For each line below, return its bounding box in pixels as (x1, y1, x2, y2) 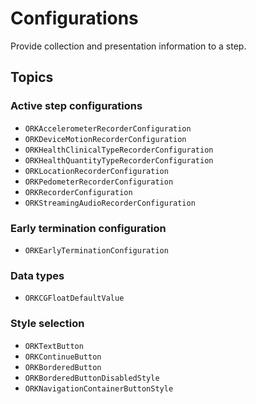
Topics (10, 69, 54, 86)
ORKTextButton (24, 341, 84, 351)
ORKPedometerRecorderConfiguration (24, 177, 174, 187)
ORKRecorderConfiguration (24, 187, 133, 197)
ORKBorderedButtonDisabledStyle (24, 373, 160, 383)
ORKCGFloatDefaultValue (24, 293, 125, 304)
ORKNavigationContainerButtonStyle (24, 383, 174, 394)
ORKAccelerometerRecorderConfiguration (24, 123, 192, 134)
